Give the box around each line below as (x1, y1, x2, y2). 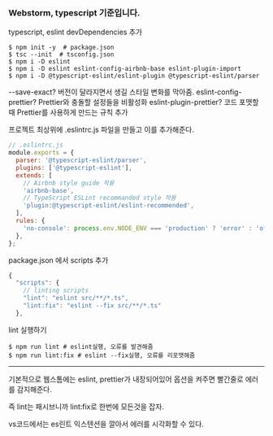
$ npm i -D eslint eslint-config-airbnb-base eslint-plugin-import (8, 65, 242, 73)
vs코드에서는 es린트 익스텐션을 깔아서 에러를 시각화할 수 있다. (8, 419, 205, 429)
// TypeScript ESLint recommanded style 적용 (23, 194, 176, 203)
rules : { (15, 217, 45, 225)
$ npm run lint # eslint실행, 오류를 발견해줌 (8, 342, 154, 351)
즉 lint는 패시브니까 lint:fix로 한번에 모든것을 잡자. (8, 401, 165, 412)
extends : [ (15, 171, 53, 180)
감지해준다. (16, 384, 53, 394)
